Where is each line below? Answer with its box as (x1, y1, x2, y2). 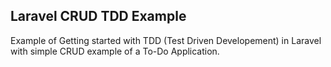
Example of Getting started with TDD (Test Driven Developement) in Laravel (10, 34, 322, 46)
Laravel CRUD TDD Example (10, 8, 187, 25)
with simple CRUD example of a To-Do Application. (10, 45, 220, 57)
